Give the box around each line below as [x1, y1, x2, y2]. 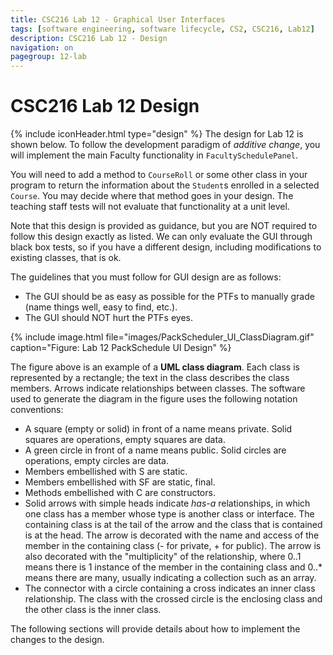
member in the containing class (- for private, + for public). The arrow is [24, 540, 322, 552]
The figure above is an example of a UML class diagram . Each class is [10, 361, 300, 373]
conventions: [10, 404, 64, 416]
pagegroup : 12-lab [10, 52, 87, 62]
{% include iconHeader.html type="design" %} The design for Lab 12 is [10, 128, 304, 140]
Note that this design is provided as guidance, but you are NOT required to [10, 220, 318, 232]
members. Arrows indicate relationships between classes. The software [10, 382, 306, 395]
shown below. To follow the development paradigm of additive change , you [10, 139, 321, 151]
